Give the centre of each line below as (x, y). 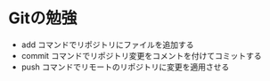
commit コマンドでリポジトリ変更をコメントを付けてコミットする (141, 55)
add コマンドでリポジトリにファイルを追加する (107, 45)
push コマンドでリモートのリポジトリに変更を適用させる (125, 67)
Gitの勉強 (43, 18)
